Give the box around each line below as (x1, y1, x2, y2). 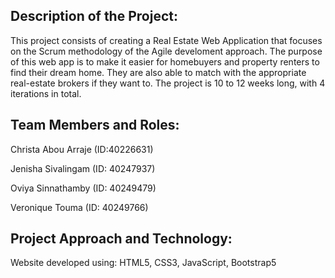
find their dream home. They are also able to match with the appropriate (10, 66, 307, 78)
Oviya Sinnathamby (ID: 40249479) (10, 182, 157, 194)
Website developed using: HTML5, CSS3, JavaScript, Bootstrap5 (10, 257, 277, 269)
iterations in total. (10, 87, 82, 99)
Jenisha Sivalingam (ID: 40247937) (10, 162, 156, 174)
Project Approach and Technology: (10, 230, 233, 248)
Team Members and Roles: (10, 117, 180, 134)
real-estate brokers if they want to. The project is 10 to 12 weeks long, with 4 (10, 77, 326, 89)
